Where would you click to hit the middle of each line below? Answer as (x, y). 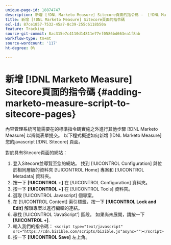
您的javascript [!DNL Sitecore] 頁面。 (44, 141)
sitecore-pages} (41, 114)
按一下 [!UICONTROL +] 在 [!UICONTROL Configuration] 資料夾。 (81, 182)
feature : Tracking (25, 29)
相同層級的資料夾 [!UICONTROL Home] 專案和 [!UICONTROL (81, 169)
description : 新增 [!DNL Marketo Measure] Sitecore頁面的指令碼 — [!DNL (82, 15)
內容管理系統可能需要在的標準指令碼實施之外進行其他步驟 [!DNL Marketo (82, 129)
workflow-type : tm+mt (28, 39)
